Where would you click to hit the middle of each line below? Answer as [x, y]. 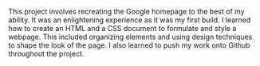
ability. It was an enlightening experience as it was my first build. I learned [130, 20]
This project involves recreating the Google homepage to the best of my [126, 12]
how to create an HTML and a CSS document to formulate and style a [122, 28]
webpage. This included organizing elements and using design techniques [130, 37]
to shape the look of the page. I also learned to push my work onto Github [129, 45]
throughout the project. [46, 54]
